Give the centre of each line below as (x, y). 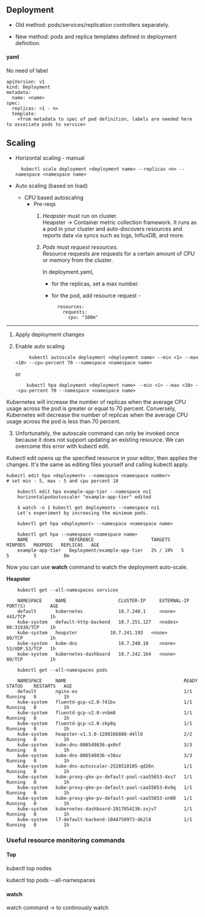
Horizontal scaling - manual (50, 157)
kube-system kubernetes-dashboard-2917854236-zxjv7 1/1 (105, 809)
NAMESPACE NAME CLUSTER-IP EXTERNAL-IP (103, 600)
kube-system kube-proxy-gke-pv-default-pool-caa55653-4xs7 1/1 (105, 777)
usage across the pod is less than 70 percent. (63, 421)
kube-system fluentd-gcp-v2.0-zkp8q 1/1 (105, 723)
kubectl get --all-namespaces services (68, 590)
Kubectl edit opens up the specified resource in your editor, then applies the (102, 458)
